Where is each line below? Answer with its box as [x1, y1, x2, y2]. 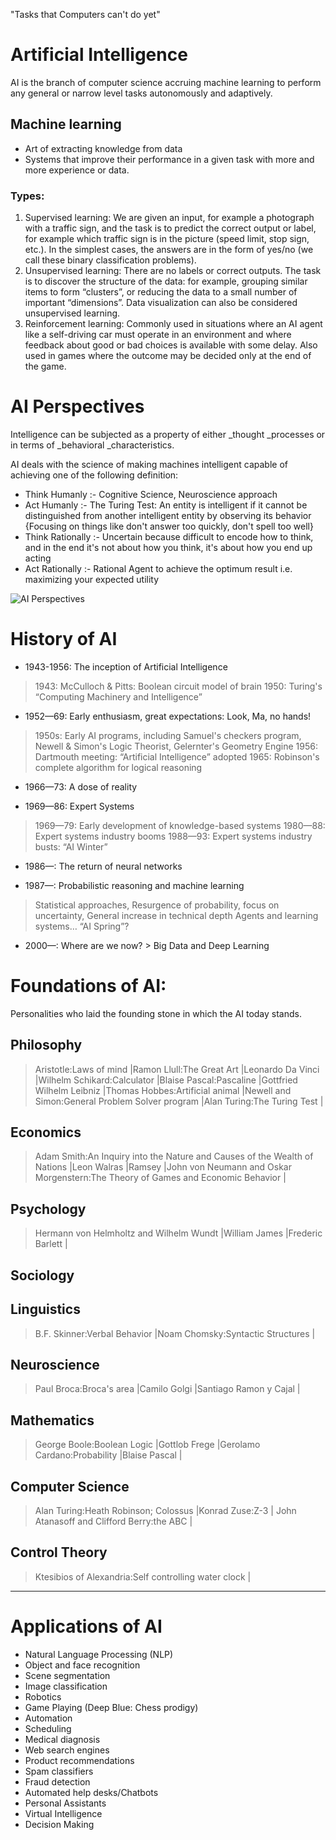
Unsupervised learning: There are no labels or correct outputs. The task [24, 265, 322, 277]
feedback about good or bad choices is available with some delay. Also [24, 339, 318, 351]
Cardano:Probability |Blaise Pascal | [34, 1449, 183, 1461]
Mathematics [10, 1412, 95, 1429]
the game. [24, 360, 67, 373]
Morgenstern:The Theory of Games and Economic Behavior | [34, 1172, 287, 1184]
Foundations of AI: [10, 975, 167, 998]
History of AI [10, 628, 118, 651]
